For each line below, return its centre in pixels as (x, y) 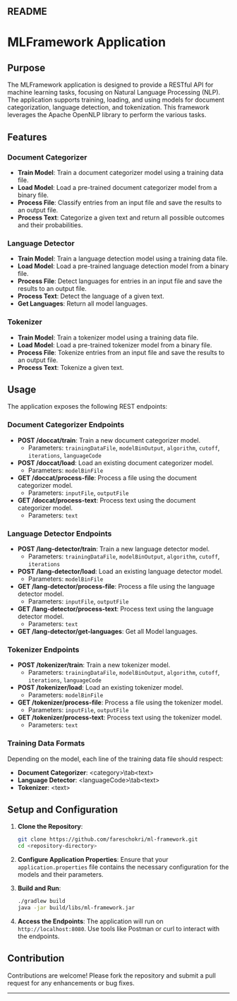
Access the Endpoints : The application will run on (90, 921)
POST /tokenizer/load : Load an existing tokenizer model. (100, 688)
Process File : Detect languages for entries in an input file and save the (120, 281)
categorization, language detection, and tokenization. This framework (108, 107)
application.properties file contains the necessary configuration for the (123, 867)
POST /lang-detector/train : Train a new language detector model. (114, 549)
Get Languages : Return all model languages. (83, 304)
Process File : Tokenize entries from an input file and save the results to (121, 352)
